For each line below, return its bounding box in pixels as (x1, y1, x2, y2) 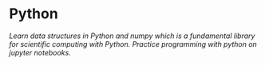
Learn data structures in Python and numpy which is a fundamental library (9, 31, 255, 40)
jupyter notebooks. (9, 48, 71, 57)
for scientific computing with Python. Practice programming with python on (9, 39, 258, 48)
